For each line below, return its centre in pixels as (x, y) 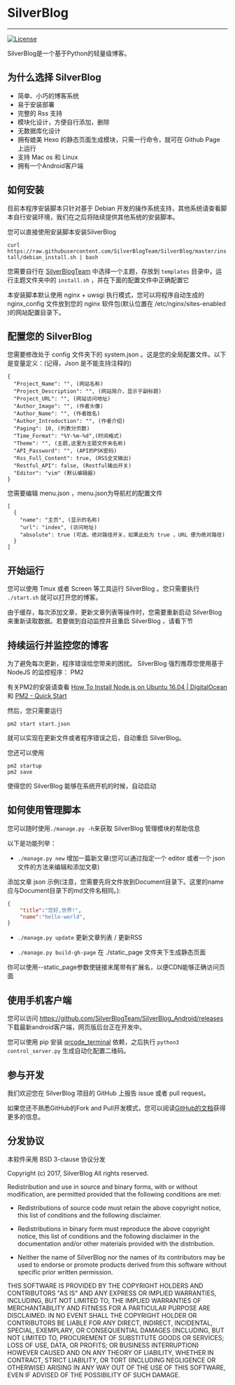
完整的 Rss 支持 (40, 113)
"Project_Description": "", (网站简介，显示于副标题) (88, 391)
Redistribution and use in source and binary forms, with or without (102, 1186)
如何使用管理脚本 (44, 810)
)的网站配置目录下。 (36, 312)
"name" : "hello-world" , (53, 917)
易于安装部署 (36, 104)
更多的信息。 (26, 1116)
